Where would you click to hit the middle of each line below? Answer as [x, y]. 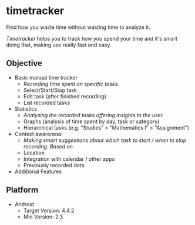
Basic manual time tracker [46, 77]
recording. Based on [48, 146]
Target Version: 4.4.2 [49, 210]
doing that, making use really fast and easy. [59, 45]
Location [34, 153]
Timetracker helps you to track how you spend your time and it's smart [92, 38]
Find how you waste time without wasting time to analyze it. [78, 27]
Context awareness [38, 134]
